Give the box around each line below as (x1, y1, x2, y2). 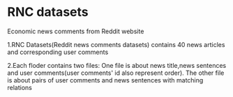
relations (7, 83, 33, 91)
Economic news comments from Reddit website (7, 27, 144, 35)
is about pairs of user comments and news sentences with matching (7, 76, 204, 84)
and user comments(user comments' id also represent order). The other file (7, 69, 225, 77)
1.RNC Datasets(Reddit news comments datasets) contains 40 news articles (7, 40, 225, 48)
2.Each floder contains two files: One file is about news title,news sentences (7, 61, 227, 69)
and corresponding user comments (7, 48, 109, 56)
